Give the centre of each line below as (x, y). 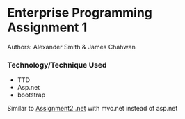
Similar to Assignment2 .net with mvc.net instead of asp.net (92, 109)
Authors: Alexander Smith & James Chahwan (71, 47)
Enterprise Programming (80, 13)
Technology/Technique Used (57, 65)
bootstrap (31, 95)
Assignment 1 (47, 27)
